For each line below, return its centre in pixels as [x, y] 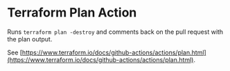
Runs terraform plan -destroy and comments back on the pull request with [115, 32]
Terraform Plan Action [72, 13]
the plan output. [30, 39]
